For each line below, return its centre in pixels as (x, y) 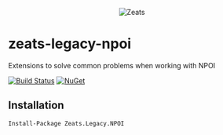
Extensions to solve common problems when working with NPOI (112, 65)
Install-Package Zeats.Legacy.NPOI (66, 123)
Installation (36, 106)
